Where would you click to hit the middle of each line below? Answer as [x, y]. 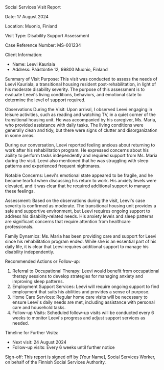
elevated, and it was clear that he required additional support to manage [78, 186]
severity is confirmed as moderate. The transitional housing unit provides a [81, 206]
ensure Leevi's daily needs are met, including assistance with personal [83, 302]
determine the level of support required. [45, 100]
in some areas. [20, 135]
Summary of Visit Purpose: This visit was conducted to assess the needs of [81, 79]
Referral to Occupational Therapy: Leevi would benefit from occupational [86, 271]
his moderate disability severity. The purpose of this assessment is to [75, 89]
